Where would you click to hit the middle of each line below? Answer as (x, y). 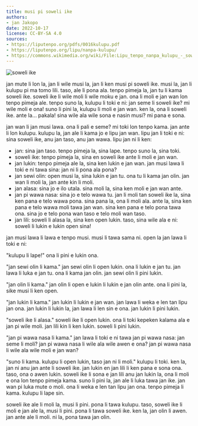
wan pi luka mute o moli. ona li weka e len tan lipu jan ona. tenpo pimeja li (95, 386)
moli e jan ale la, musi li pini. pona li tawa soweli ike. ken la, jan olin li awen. (97, 411)
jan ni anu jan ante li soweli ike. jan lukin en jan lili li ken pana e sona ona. (94, 368)
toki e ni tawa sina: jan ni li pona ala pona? (66, 170)
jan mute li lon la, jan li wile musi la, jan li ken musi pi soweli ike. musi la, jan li (99, 84)
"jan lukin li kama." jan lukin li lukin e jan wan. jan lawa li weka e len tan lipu (97, 302)
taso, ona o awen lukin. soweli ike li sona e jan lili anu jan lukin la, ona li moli (98, 374)
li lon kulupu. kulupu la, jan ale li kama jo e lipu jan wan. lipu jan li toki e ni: (95, 133)
